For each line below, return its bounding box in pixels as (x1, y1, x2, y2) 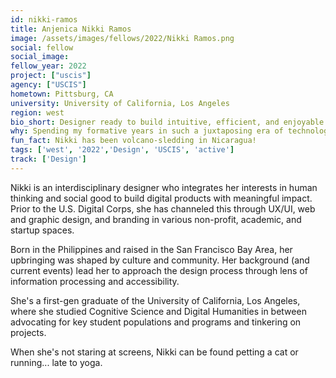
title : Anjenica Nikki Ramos (10, 24, 132, 34)
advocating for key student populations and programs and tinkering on (10, 316, 302, 328)
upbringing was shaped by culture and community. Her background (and (10, 254, 310, 266)
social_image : (10, 52, 70, 62)
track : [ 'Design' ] (10, 154, 87, 164)
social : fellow (10, 42, 74, 53)
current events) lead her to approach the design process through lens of (10, 264, 308, 276)
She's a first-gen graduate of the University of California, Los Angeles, (10, 294, 301, 306)
